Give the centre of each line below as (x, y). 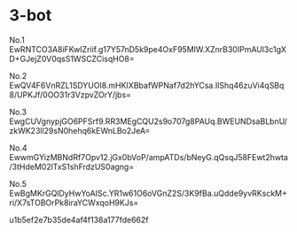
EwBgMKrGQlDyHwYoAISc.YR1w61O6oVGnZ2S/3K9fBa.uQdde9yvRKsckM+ (148, 193)
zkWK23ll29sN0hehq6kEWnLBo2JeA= (80, 130)
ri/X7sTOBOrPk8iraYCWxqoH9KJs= (74, 202)
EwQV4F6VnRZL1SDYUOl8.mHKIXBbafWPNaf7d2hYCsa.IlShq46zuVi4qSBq (147, 85)
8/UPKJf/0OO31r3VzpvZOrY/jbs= (70, 95)
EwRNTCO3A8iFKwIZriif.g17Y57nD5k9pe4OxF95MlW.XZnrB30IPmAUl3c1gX (148, 49)
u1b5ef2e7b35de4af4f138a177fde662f (79, 220)
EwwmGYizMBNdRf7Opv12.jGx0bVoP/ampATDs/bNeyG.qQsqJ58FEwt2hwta (148, 157)
